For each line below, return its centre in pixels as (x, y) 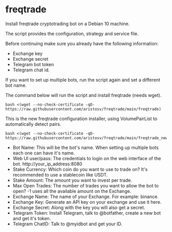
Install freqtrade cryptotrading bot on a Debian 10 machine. (68, 24)
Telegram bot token (33, 64)
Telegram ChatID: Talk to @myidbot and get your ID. (68, 224)
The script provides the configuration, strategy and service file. (72, 33)
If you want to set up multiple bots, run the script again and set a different (83, 80)
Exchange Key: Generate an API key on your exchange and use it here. (87, 202)
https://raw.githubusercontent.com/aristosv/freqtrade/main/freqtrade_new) (88, 138)
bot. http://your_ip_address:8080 (48, 164)
